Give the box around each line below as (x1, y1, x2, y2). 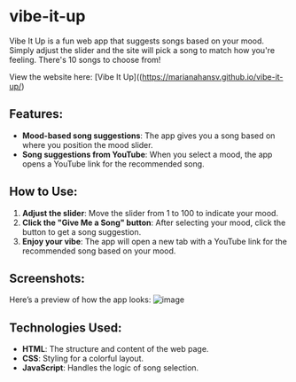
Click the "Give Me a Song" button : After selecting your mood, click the (21, 217, 286, 228)
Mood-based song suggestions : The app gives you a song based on (21, 130, 276, 141)
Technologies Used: (9, 320, 122, 335)
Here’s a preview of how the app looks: (9, 294, 152, 305)
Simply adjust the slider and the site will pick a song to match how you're (9, 44, 276, 55)
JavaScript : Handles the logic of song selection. (21, 363, 199, 373)
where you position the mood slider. (21, 139, 153, 150)
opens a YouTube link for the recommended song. (21, 158, 206, 169)
